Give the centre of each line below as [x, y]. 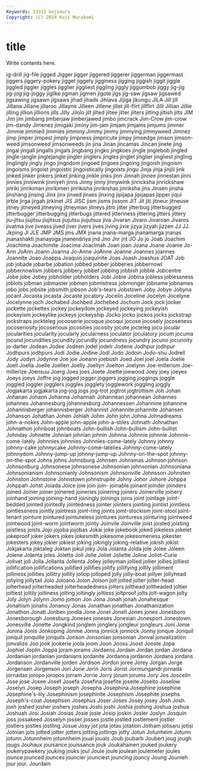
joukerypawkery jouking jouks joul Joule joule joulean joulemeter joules [93, 751]
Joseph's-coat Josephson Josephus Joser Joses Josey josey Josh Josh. [96, 700]
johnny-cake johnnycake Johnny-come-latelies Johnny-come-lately [89, 447]
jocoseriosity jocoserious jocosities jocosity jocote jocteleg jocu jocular [93, 327]
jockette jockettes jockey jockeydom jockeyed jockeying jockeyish [87, 309]
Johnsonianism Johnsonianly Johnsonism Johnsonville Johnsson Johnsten [98, 473]
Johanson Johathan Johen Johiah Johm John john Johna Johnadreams [94, 416]
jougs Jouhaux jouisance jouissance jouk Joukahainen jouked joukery [91, 745]
